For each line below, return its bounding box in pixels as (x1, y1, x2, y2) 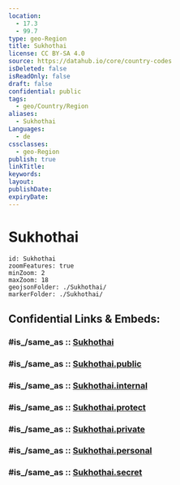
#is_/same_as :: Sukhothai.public (8, 358, 142, 369)
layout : (8, 178, 35, 187)
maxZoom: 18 (8, 276, 49, 284)
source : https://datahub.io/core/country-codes (8, 58, 173, 66)
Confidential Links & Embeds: (8, 311, 161, 325)
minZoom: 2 (8, 268, 45, 277)
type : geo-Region (8, 34, 67, 43)
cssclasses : (8, 139, 49, 148)
